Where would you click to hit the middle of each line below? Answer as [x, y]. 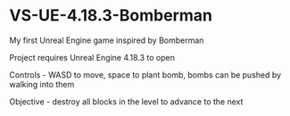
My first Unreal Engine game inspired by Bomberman [107, 40]
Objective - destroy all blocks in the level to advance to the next [126, 101]
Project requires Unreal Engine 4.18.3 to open [92, 57]
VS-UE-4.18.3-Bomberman [111, 16]
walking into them [42, 84]
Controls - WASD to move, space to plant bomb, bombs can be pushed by [145, 75]
